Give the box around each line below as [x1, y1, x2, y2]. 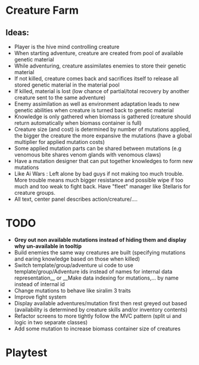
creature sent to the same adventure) [14, 94, 106, 101]
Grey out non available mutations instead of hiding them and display [14, 236, 187, 243]
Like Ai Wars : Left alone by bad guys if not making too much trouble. [14, 170, 184, 177]
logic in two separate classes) [14, 318, 88, 326]
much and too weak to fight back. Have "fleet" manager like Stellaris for [14, 183, 191, 190]
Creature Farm [5, 4, 79, 17]
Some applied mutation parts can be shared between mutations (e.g [14, 145, 182, 152]
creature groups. [14, 189, 56, 196]
